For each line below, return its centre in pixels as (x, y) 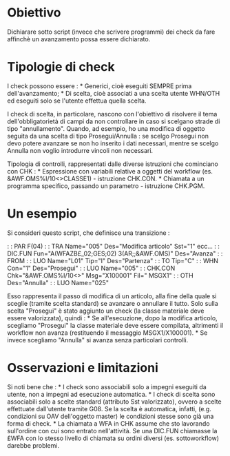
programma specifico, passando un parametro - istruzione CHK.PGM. (106, 186)
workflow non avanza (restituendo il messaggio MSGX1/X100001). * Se (107, 333)
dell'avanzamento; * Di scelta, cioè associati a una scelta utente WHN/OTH (114, 93)
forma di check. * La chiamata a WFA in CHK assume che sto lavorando (108, 423)
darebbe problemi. (33, 445)
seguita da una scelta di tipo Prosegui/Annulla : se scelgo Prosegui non (108, 136)
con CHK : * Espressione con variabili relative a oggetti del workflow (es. (110, 171)
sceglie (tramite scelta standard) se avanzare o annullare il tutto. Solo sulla (113, 303)
